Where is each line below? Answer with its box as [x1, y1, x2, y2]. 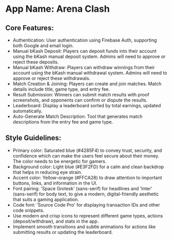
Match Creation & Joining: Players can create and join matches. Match [12, 81, 162, 87]
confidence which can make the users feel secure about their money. [12, 152, 160, 159]
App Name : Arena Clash [5, 3, 110, 15]
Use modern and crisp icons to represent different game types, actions [12, 212, 163, 218]
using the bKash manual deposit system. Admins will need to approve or [12, 53, 166, 59]
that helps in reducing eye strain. [12, 169, 82, 175]
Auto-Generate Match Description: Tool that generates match [12, 113, 143, 119]
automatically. [12, 108, 43, 114]
